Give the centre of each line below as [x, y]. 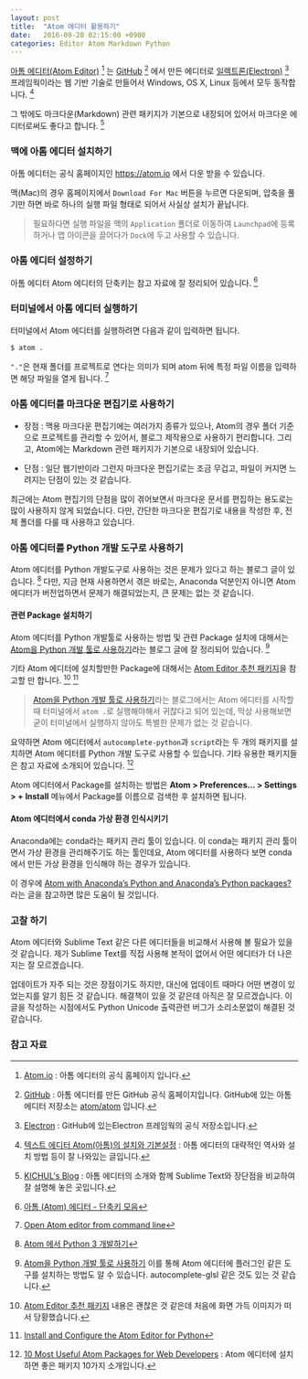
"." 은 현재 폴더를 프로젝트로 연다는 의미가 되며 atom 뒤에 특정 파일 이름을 [142, 366]
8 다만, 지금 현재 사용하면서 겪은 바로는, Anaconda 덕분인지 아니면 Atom [166, 580]
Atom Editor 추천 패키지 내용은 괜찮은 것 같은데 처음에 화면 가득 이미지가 [153, 1305]
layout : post [35, 18]
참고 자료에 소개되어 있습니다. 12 [77, 764]
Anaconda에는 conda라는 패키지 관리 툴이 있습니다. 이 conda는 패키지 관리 [145, 840]
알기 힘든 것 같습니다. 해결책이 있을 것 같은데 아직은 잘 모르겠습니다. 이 [167, 996]
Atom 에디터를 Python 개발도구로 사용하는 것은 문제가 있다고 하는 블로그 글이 [148, 569]
